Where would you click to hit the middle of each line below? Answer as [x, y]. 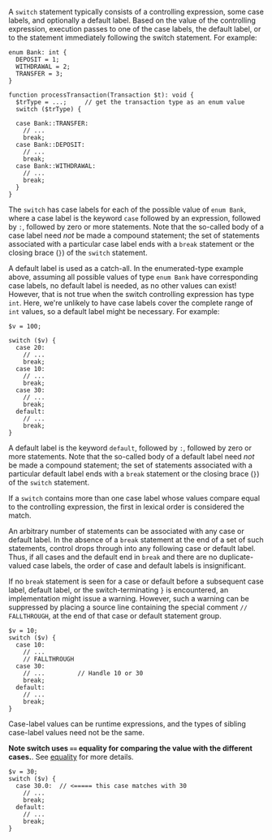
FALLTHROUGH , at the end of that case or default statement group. [115, 616]
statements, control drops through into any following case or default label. [132, 548]
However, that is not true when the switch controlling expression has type [131, 294]
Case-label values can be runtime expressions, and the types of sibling [127, 724]
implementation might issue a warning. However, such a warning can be [129, 599]
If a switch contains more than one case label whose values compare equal [134, 498]
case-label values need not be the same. [76, 732]
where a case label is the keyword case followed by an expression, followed [135, 218]
